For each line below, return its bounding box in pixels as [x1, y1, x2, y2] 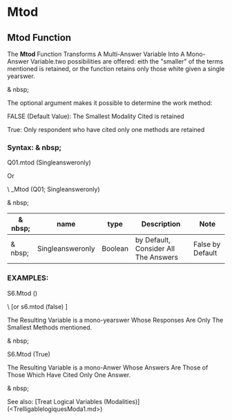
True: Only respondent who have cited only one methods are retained [7, 126, 205, 133]
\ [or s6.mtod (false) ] [7, 302, 68, 311]
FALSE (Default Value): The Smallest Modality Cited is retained [7, 112, 184, 120]
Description [141, 219, 181, 229]
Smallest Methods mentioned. [7, 323, 93, 332]
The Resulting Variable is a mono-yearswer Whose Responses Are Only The [7, 316, 224, 324]
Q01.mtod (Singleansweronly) [7, 158, 91, 166]
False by [193, 240, 221, 249]
